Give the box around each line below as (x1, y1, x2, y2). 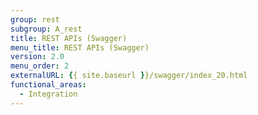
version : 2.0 (10, 52, 65, 62)
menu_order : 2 (10, 61, 70, 71)
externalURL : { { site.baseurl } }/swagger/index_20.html (10, 71, 248, 81)
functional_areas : (10, 80, 87, 90)
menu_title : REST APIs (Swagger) (10, 42, 150, 53)
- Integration (19, 89, 78, 99)
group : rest (10, 14, 60, 25)
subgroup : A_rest (10, 24, 83, 34)
